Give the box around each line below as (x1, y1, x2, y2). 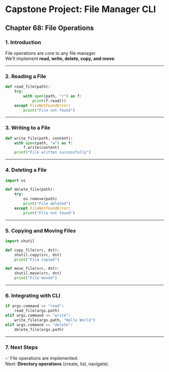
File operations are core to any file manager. (5, 50, 97, 56)
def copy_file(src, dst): (5, 247, 59, 253)
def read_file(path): (5, 84, 51, 89)
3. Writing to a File (5, 125, 50, 132)
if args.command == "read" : (5, 303, 64, 308)
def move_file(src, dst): (5, 266, 59, 271)
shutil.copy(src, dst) (14, 252, 62, 258)
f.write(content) (23, 145, 59, 150)
